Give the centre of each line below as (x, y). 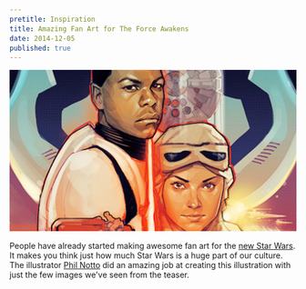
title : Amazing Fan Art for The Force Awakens (99, 29)
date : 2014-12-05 (42, 38)
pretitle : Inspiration (52, 19)
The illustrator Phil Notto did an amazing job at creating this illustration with (150, 264)
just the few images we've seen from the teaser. (99, 274)
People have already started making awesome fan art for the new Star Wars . (153, 245)
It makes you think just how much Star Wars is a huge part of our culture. (146, 255)
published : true (40, 48)
